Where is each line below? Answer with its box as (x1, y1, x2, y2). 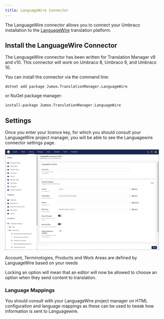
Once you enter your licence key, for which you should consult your (5, 130, 141, 136)
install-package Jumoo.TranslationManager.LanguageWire (5, 103, 121, 108)
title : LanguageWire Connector (5, 8, 69, 13)
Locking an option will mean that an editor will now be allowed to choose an (5, 269, 157, 275)
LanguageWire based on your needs (5, 260, 78, 266)
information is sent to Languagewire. (5, 308, 79, 314)
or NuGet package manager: (5, 93, 62, 99)
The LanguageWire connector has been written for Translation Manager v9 (5, 54, 156, 60)
